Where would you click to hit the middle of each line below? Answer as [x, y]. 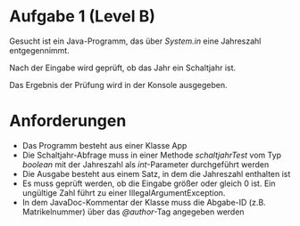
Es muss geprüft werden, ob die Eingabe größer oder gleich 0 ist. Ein [149, 183]
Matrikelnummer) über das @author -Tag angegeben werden [133, 212]
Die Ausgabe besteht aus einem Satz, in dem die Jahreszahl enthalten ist [156, 174]
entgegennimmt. [39, 50]
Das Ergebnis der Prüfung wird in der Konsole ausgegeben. [118, 85]
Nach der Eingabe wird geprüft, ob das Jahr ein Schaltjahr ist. [123, 68]
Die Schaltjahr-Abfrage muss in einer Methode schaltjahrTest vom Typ [152, 155]
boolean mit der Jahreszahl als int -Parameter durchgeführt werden [146, 164]
